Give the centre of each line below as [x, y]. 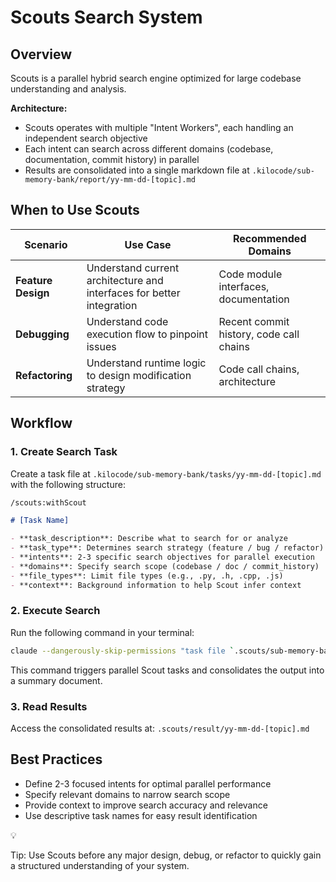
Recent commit [254, 321]
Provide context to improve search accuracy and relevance [146, 805]
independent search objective [86, 138]
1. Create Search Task [64, 452]
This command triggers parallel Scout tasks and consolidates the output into [167, 670]
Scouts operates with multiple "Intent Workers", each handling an [159, 127]
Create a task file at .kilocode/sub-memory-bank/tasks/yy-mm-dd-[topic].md [166, 473]
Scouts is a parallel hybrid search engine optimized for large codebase [156, 78]
